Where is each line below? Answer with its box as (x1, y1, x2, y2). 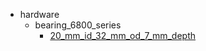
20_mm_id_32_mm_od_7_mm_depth (49, 30, 197, 41)
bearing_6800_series (34, 19, 122, 31)
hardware (19, 9, 60, 20)
